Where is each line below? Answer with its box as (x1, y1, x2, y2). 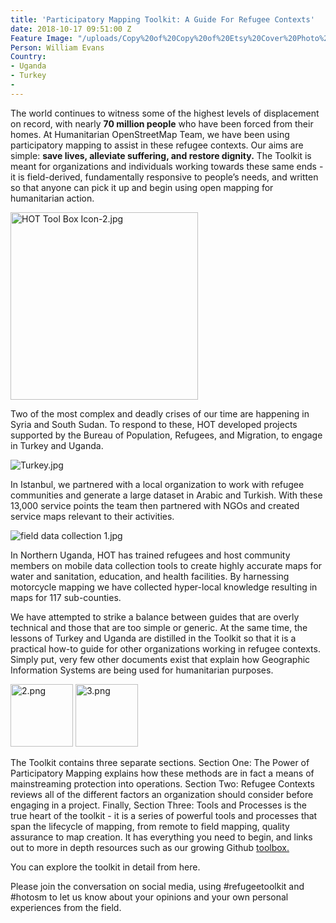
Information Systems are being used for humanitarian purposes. (10, 664, 274, 676)
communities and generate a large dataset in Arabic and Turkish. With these (10, 489, 323, 501)
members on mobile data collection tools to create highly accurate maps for (10, 559, 323, 571)
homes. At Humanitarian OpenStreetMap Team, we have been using (10, 128, 290, 140)
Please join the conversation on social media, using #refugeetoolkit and (10, 880, 305, 892)
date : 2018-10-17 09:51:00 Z (10, 24, 132, 34)
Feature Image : (10, 33, 74, 43)
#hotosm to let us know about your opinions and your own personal (10, 891, 289, 903)
